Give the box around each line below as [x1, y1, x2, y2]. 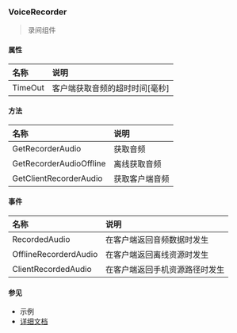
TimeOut [12, 82, 45, 93]
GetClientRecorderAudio [12, 173, 103, 184]
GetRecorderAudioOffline [12, 158, 106, 169]
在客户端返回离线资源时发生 [105, 249, 209, 260]
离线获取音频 [113, 158, 162, 169]
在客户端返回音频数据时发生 [105, 234, 209, 245]
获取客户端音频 [113, 173, 170, 184]
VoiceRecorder [8, 6, 67, 17]
